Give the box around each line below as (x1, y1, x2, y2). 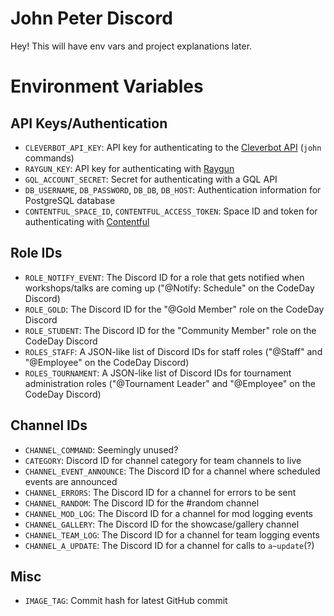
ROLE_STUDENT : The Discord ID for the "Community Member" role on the (24, 324, 317, 336)
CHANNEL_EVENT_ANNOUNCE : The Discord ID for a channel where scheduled (24, 465, 321, 477)
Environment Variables (10, 75, 204, 98)
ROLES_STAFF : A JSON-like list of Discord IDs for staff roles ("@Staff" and (24, 345, 323, 357)
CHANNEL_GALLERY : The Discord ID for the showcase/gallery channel (24, 518, 300, 530)
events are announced (24, 475, 118, 487)
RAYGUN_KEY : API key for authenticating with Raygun (24, 162, 235, 174)
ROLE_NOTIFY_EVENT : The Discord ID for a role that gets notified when (24, 271, 305, 283)
